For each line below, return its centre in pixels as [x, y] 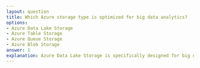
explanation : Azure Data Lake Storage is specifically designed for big [98, 56]
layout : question [28, 12]
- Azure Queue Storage [34, 39]
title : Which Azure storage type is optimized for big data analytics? [97, 17]
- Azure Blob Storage [33, 45]
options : [17, 22]
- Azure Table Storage [34, 34]
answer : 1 [18, 50]
